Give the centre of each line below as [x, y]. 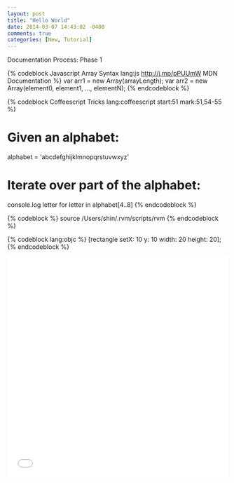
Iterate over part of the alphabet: [104, 185]
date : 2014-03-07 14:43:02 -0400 [56, 27]
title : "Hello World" [39, 20]
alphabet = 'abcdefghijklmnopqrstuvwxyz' [68, 157]
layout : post [26, 14]
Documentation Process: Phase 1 [55, 60]
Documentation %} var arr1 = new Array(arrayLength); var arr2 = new [108, 81]
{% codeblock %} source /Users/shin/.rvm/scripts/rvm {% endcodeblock [113, 218]
